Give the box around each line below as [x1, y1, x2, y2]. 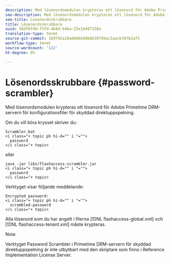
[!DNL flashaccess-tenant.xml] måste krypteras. [5, 221, 106, 227]
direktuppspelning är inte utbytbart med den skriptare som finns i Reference [5, 247, 164, 253]
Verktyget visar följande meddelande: [5, 184, 84, 190]
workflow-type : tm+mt [5, 41, 51, 46]
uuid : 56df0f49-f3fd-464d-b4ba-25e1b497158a [5, 27, 101, 32]
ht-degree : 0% [5, 50, 36, 55]
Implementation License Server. [5, 252, 72, 258]
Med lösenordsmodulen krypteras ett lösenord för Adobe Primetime [5, 104, 148, 110]
